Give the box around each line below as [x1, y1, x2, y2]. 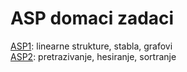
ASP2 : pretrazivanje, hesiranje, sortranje [10, 50, 177, 62]
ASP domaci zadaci [10, 7, 175, 30]
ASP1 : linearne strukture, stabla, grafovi [10, 40, 173, 52]
